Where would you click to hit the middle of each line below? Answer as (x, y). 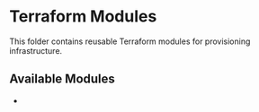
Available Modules (62, 79)
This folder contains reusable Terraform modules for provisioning (130, 41)
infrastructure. (36, 50)
